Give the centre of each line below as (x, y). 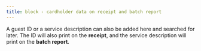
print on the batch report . (38, 41)
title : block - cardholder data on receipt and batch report (84, 12)
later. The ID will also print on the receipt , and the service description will (96, 35)
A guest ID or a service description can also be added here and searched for (100, 29)
